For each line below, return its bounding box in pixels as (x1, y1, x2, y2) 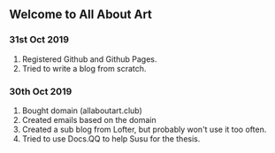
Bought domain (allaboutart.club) (21, 105, 143, 116)
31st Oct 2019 (9, 34, 69, 46)
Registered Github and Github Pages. (21, 53, 157, 65)
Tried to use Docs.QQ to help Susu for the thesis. (21, 133, 201, 144)
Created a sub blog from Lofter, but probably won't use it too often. (21, 124, 267, 134)
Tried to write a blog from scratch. (21, 63, 147, 73)
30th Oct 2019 (9, 85, 73, 97)
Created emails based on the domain (21, 114, 157, 125)
